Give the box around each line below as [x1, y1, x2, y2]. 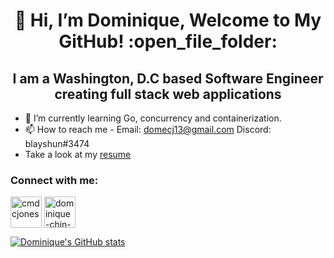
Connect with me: [10, 173, 99, 187]
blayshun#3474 [24, 138, 90, 149]
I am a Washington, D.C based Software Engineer [12, 70, 324, 87]
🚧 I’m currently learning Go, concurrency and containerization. [24, 112, 282, 124]
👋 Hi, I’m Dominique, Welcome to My [14, 9, 322, 32]
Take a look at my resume [24, 149, 132, 160]
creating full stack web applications [54, 85, 282, 103]
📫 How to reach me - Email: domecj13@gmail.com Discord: [24, 124, 272, 135]
